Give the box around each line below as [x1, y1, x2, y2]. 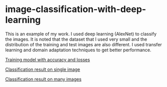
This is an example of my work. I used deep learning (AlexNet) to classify [5, 31, 157, 37]
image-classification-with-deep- [5, 4, 146, 15]
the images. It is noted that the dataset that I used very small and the [5, 36, 147, 42]
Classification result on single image [5, 66, 80, 72]
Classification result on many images [5, 76, 82, 82]
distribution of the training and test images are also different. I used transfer [5, 41, 162, 47]
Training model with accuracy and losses [5, 56, 91, 62]
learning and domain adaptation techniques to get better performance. [5, 47, 152, 53]
